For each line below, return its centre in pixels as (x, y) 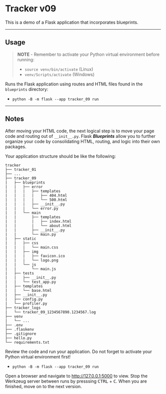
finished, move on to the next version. (44, 386)
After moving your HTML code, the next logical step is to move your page (80, 131)
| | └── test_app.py (31, 282)
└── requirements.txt (27, 342)
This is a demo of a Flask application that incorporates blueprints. (72, 22)
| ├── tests (20, 273)
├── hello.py (19, 338)
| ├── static (21, 238)
